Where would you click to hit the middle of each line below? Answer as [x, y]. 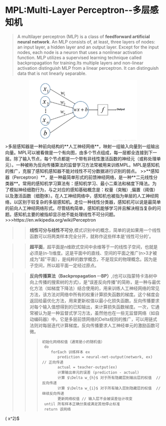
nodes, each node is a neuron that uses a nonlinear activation [80, 52]
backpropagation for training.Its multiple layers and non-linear [80, 63]
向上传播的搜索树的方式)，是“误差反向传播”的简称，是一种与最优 [95, 282]
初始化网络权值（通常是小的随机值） [73, 342]
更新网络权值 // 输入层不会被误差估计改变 [95, 399]
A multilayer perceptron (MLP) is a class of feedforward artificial [83, 36]
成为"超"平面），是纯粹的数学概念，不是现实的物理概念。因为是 [93, 259]
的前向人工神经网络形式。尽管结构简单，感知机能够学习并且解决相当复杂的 [81, 208]
